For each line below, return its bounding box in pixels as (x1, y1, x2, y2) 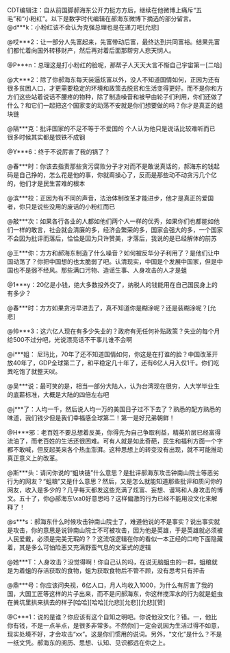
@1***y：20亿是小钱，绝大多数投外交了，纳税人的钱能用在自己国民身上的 (7, 281, 218, 288)
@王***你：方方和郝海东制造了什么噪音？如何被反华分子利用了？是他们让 (7, 249, 214, 257)
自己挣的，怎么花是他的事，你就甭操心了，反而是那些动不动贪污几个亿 (18, 171, 217, 179)
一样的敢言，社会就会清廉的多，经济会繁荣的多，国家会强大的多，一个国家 (12, 226, 223, 233)
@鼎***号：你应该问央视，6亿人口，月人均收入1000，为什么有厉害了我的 (7, 581, 214, 589)
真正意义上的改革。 (7, 454, 62, 462)
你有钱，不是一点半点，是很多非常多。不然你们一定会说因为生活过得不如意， (7, 621, 223, 630)
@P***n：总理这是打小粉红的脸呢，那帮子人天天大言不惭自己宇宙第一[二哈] (7, 61, 222, 69)
